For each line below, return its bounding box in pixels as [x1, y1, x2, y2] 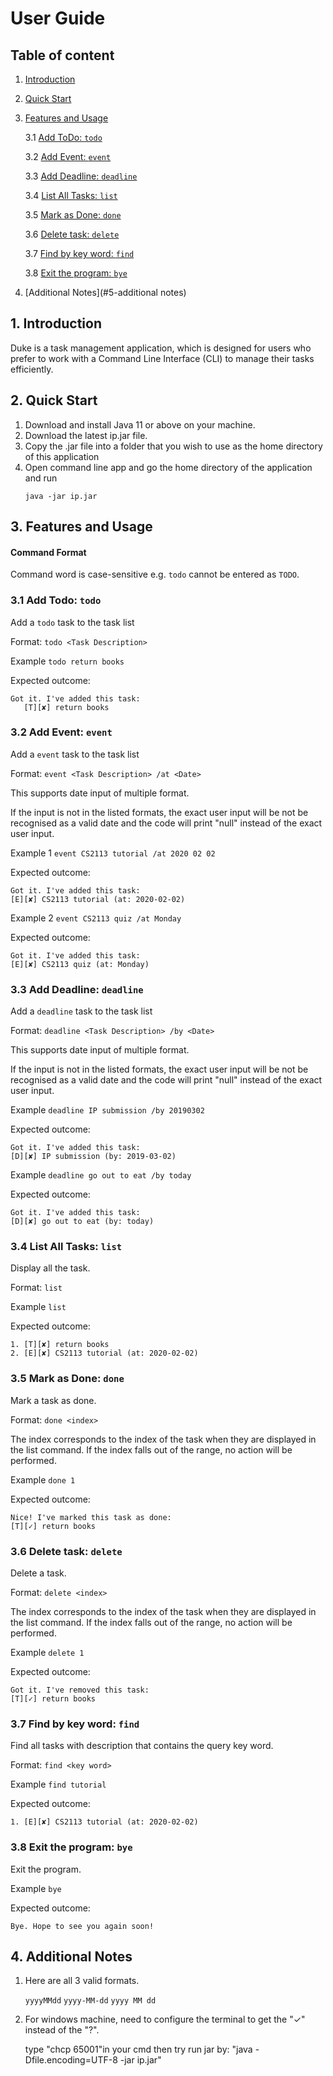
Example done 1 [10, 1473, 76, 1486]
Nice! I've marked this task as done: [10, 1512, 172, 1522]
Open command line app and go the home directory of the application [24, 461, 313, 473]
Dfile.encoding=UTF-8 [24, 2054, 118, 2066]
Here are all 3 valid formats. [24, 1975, 140, 1987]
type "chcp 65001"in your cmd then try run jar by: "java [24, 2043, 253, 2056]
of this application [24, 450, 100, 462]
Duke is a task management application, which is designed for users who [10, 342, 312, 354]
